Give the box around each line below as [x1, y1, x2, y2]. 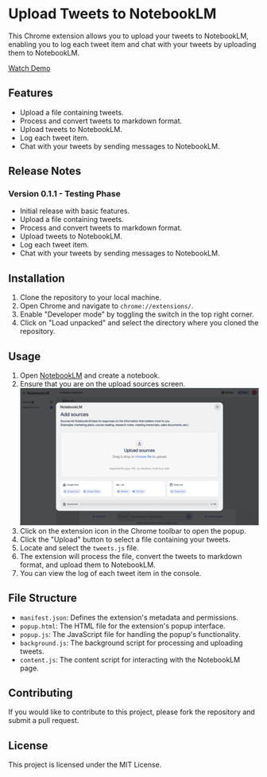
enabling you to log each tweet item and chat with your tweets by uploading [8, 39, 257, 49]
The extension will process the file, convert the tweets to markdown [19, 551, 242, 561]
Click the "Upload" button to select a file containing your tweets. [19, 534, 231, 544]
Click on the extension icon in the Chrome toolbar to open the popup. [19, 526, 246, 535]
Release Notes [8, 165, 82, 178]
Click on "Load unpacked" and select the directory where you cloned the [19, 318, 259, 328]
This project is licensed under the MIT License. [8, 760, 162, 770]
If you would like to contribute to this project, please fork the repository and [8, 707, 256, 717]
